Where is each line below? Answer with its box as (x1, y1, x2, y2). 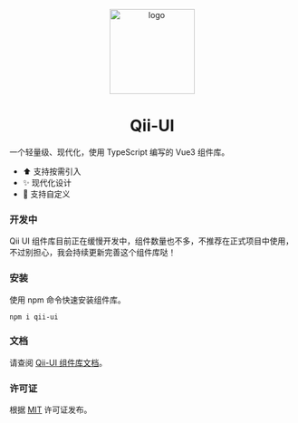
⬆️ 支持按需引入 (22, 166, 82, 177)
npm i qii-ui (9, 312, 59, 322)
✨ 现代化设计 (22, 177, 72, 187)
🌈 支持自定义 (22, 188, 71, 199)
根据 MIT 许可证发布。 (9, 404, 92, 416)
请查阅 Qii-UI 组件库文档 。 (9, 357, 107, 368)
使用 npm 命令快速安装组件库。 (9, 294, 126, 305)
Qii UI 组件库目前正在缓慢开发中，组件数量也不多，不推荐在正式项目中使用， (9, 236, 294, 246)
